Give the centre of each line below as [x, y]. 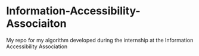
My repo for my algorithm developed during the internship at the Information [100, 40]
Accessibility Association [37, 46]
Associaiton [36, 24]
